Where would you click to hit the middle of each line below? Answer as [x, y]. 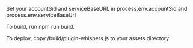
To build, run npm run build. [41, 27]
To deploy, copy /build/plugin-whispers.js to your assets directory [88, 38]
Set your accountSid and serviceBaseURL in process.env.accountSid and [97, 9]
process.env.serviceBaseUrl [41, 15]
